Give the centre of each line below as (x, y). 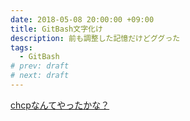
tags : (21, 47)
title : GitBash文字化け (56, 29)
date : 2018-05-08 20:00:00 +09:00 (82, 19)
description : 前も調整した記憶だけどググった (95, 38)
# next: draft (40, 76)
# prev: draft (40, 66)
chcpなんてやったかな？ (60, 105)
